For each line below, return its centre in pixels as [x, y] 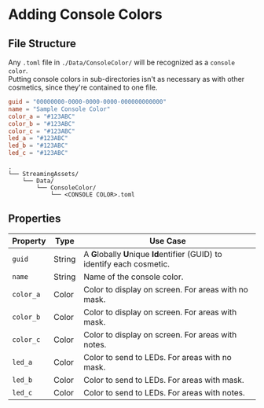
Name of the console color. [134, 277]
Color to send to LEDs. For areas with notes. [164, 392]
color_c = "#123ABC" [42, 131]
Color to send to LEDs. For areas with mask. [164, 380]
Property [29, 241]
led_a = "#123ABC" [38, 138]
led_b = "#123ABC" [38, 146]
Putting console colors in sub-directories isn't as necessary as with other [126, 79]
